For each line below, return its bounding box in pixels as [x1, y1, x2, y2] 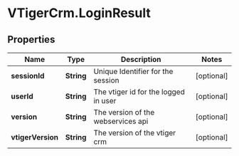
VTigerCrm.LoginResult [7, 5, 151, 21]
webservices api [93, 116, 149, 126]
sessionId [11, 71, 45, 80]
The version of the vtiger [93, 128, 176, 137]
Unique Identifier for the [93, 66, 174, 76]
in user [93, 96, 117, 105]
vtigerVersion [11, 132, 59, 142]
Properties [7, 33, 55, 46]
